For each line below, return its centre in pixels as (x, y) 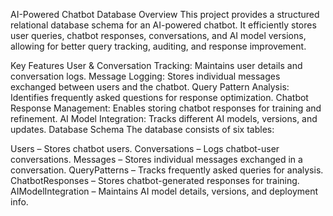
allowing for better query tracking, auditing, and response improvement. (158, 46)
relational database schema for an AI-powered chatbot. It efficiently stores (163, 25)
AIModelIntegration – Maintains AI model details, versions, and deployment (164, 191)
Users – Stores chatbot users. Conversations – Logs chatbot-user (145, 148)
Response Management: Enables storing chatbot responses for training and (166, 108)
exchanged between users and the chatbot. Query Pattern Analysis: (150, 87)
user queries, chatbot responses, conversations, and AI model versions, (158, 35)
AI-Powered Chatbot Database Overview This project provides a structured (165, 14)
